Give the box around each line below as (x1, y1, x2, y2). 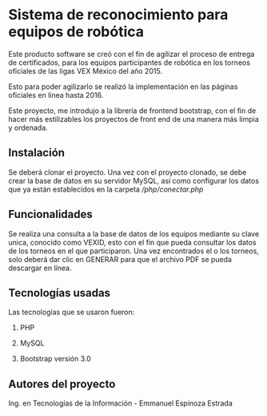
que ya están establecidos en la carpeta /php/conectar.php (8, 184, 204, 194)
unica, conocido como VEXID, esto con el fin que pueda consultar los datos (8, 237, 257, 247)
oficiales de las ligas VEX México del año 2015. (8, 66, 162, 75)
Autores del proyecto (8, 377, 116, 390)
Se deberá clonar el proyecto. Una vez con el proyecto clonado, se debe (8, 167, 247, 177)
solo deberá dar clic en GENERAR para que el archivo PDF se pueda (8, 254, 232, 264)
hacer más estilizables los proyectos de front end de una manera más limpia (8, 114, 260, 123)
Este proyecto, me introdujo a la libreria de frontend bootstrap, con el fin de (8, 106, 257, 115)
